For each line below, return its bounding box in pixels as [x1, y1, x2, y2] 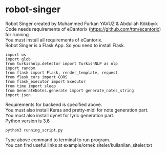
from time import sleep [5, 83, 56, 89]
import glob [5, 56, 31, 62]
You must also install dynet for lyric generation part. [5, 112, 115, 118]
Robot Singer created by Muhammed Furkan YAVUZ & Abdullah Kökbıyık [5, 20, 158, 27]
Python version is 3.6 [5, 118, 50, 124]
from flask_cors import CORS [5, 74, 68, 80]
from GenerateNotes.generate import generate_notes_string [5, 88, 134, 93]
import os [5, 52, 27, 57]
